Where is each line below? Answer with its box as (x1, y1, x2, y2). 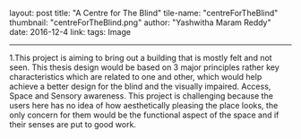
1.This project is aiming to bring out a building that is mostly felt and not (9, 53, 272, 63)
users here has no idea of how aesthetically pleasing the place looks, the (9, 100, 279, 110)
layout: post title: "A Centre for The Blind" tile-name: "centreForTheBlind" (9, 8, 279, 18)
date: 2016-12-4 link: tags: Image (9, 27, 132, 37)
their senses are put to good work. (9, 119, 137, 129)
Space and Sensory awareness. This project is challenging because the (9, 91, 273, 101)
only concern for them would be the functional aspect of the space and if (9, 109, 279, 120)
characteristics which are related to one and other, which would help (9, 72, 262, 82)
